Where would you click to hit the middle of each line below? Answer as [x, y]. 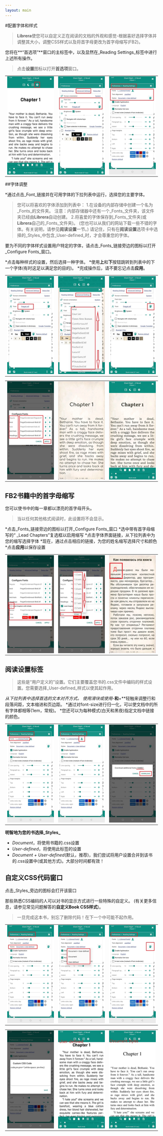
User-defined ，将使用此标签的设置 [47, 848]
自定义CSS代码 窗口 [34, 878]
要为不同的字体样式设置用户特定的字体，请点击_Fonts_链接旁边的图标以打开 [81, 246]
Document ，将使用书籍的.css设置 [46, 843]
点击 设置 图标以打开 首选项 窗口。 [49, 69]
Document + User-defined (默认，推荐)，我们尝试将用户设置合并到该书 [82, 855]
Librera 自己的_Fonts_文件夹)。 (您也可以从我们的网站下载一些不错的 [85, 223]
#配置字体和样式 [21, 25]
